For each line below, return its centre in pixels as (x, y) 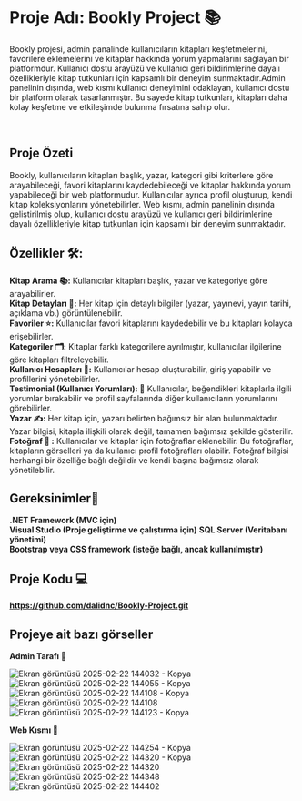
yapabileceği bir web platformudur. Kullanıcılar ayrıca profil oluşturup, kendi (151, 194)
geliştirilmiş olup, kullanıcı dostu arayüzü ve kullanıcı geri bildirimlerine (141, 214)
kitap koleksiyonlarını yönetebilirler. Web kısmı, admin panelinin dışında (142, 204)
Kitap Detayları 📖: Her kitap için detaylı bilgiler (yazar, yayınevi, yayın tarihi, (151, 303)
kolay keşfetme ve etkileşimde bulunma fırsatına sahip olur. (120, 106)
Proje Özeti (41, 153)
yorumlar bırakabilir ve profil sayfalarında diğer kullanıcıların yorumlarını (143, 398)
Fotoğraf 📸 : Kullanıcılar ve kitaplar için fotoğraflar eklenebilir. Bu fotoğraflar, (151, 441)
